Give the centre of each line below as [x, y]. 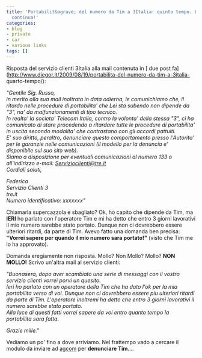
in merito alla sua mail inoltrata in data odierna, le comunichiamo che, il [95, 99]
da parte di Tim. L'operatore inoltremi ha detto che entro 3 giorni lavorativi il [100, 300]
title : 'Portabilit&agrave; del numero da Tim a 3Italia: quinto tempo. [99, 12]
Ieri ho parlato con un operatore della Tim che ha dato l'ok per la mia [92, 286]
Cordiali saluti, [24, 169]
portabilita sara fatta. [32, 319]
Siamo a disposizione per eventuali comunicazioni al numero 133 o [89, 157]
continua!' [25, 17]
